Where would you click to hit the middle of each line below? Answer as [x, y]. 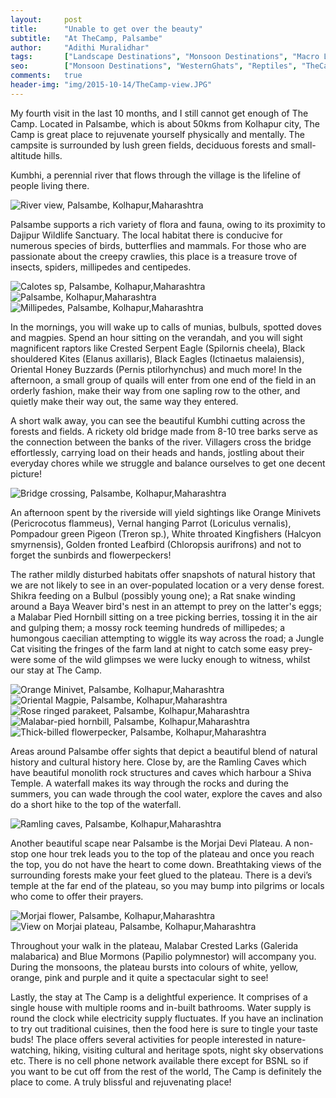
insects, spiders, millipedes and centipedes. [101, 267]
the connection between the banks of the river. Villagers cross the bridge [161, 442]
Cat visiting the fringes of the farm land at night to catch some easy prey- [161, 648]
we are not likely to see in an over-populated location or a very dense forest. [167, 585]
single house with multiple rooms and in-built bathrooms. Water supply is [161, 1007]
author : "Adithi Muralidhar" [80, 47]
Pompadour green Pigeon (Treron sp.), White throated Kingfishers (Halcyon [166, 533]
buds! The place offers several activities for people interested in [141, 1039]
